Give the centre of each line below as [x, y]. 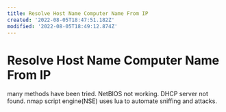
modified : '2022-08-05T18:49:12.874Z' [62, 26]
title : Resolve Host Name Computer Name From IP [78, 13]
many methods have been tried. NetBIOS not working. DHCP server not [108, 94]
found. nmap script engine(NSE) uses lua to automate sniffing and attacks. [112, 101]
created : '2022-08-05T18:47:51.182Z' [61, 20]
